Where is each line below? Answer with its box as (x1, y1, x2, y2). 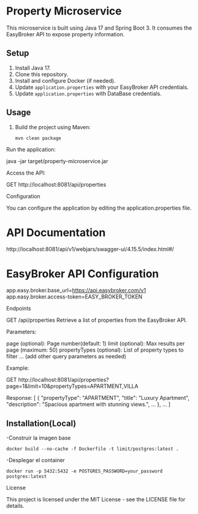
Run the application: (6, 146, 56, 153)
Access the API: (6, 169, 46, 176)
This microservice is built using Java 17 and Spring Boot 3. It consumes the (6, 24, 193, 31)
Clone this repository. (14, 71, 69, 78)
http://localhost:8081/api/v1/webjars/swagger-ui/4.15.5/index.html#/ (6, 246, 175, 253)
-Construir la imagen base (6, 434, 71, 442)
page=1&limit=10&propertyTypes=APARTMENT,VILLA (6, 382, 138, 390)
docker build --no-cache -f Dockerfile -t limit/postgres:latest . (6, 446, 179, 452)
